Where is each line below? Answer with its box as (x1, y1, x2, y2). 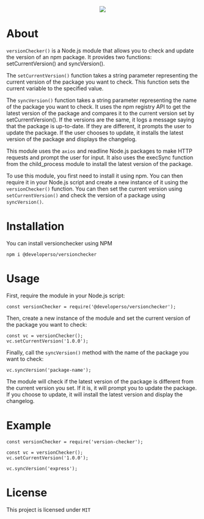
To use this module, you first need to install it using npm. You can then (6, 172, 183, 180)
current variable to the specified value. (6, 84, 104, 92)
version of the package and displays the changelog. (6, 135, 137, 143)
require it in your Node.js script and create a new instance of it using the (6, 178, 188, 186)
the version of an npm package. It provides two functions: (6, 53, 152, 60)
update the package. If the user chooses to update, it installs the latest (6, 129, 184, 136)
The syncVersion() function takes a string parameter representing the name (6, 96, 197, 104)
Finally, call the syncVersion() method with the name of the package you (6, 349, 189, 356)
